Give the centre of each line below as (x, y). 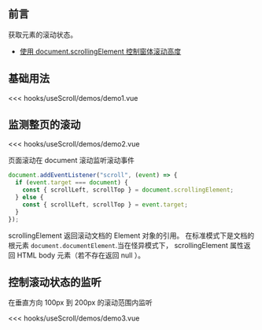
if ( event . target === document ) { (72, 183)
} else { (30, 198)
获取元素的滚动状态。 (42, 35)
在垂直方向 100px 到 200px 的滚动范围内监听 (81, 302)
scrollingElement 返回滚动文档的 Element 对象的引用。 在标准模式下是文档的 (131, 235)
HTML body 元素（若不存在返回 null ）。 (81, 255)
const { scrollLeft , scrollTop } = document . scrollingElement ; (128, 190)
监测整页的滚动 (44, 125)
